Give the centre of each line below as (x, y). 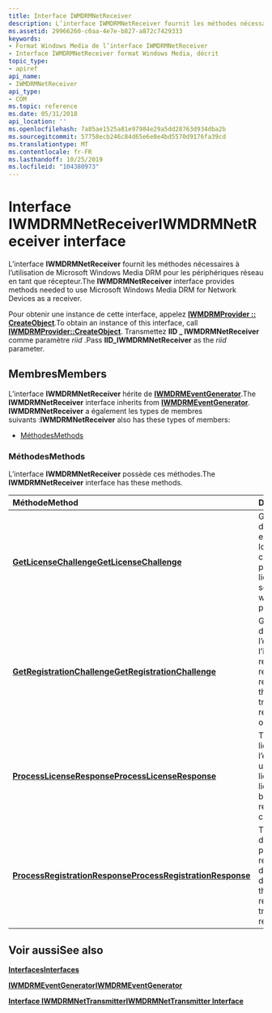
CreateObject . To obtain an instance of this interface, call (103, 323)
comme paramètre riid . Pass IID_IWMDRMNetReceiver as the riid (117, 340)
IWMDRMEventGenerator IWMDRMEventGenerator (96, 985)
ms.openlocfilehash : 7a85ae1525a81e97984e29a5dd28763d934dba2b (117, 129)
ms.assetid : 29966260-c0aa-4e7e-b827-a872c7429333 (96, 31)
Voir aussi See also (56, 950)
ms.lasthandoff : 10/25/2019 (56, 159)
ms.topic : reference (43, 106)
